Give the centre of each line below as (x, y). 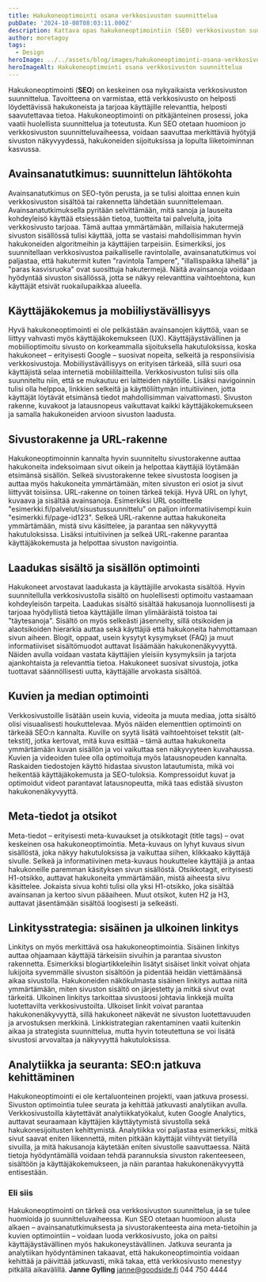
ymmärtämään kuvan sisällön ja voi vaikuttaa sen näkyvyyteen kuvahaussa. (131, 749)
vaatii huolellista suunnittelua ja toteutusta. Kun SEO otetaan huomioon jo (127, 123)
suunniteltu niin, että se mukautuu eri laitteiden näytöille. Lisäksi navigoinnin (132, 380)
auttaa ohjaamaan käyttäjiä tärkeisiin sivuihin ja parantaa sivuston (115, 956)
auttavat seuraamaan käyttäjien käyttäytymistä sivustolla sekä (109, 1122)
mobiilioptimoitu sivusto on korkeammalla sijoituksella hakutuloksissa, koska (133, 347)
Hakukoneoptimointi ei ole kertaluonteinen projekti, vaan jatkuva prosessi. (129, 1096)
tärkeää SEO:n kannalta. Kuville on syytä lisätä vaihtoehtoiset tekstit (119, 732)
